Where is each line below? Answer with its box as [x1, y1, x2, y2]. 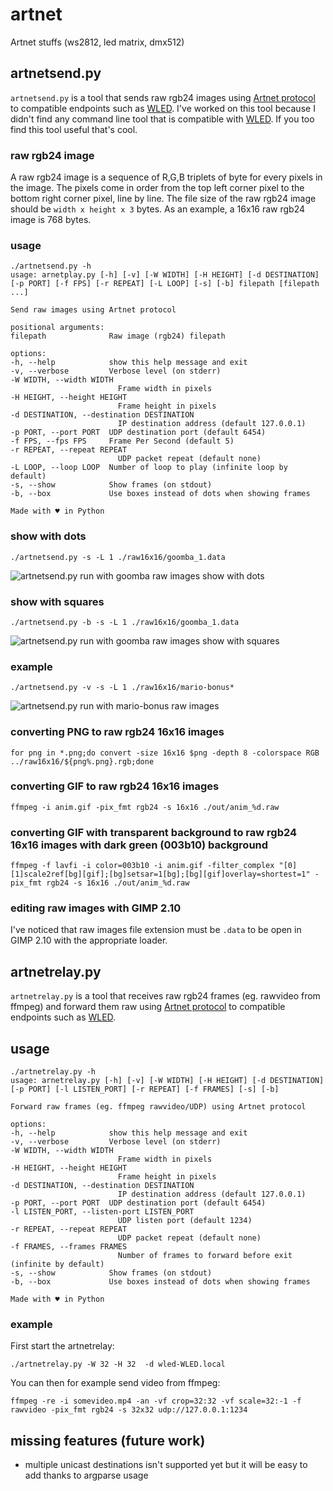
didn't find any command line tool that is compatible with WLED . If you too [10, 113, 315, 125]
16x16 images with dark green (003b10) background [10, 838, 269, 852]
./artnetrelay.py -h [10, 1067, 97, 1077]
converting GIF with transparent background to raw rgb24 [10, 825, 298, 839]
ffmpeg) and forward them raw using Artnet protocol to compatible [10, 1001, 286, 1013]
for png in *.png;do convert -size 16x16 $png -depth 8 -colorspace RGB [10, 748, 320, 758]
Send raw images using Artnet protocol [10, 305, 177, 315]
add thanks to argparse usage [24, 1469, 149, 1482]
